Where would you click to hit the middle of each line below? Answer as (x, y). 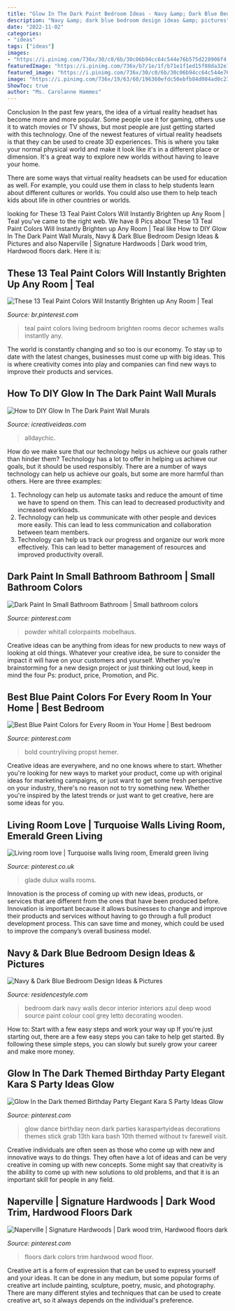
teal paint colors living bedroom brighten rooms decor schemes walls (124, 328)
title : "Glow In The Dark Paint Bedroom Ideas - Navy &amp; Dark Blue (112, 14)
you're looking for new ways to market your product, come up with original (115, 773)
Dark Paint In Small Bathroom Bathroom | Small (111, 577)
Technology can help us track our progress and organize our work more (121, 539)
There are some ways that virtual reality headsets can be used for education (117, 178)
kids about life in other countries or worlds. (69, 200)
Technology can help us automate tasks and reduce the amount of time (120, 495)
